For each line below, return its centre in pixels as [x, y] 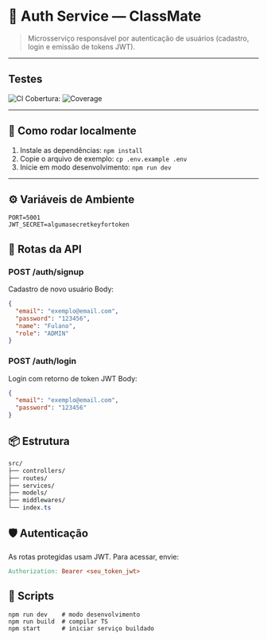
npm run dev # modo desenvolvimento [74, 615]
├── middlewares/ [37, 501]
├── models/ [28, 493]
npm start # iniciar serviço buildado [81, 628]
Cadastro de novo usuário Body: [61, 289]
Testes [25, 79]
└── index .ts [30, 508]
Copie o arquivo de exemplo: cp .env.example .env [103, 158]
